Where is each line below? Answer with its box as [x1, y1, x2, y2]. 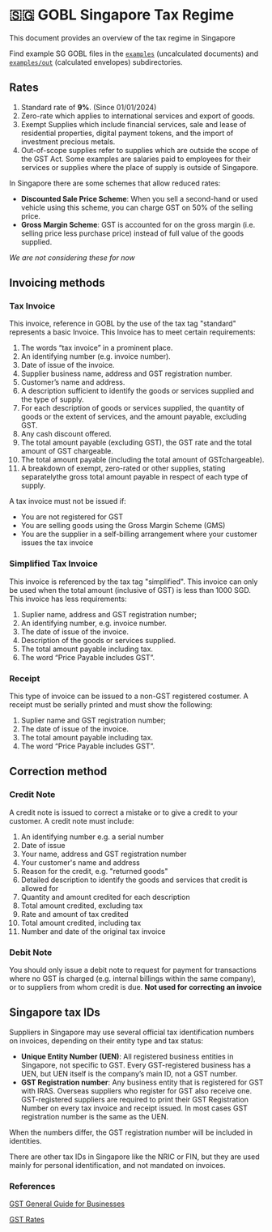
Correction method [9, 765, 108, 778]
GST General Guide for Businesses [9, 1199, 125, 1209]
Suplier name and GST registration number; [20, 715, 167, 726]
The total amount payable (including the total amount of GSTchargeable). [20, 455, 265, 465]
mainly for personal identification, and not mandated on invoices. [9, 1160, 226, 1170]
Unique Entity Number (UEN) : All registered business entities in [20, 1051, 234, 1061]
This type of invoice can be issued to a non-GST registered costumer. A [9, 691, 249, 701]
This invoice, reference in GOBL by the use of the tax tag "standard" [9, 318, 237, 329]
